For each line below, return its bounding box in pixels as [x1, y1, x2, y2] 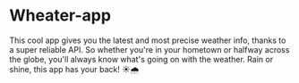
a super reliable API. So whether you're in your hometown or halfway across [9, 44, 290, 54]
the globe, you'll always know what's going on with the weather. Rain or [9, 54, 274, 64]
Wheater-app [9, 5, 112, 26]
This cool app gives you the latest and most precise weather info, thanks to [9, 35, 286, 46]
